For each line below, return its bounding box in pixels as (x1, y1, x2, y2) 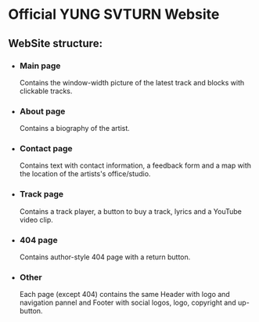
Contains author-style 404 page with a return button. (19, 252, 191, 262)
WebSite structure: (8, 37, 103, 50)
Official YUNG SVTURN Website (8, 5, 220, 24)
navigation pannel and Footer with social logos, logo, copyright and (19, 298, 236, 307)
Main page (19, 60, 61, 71)
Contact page (19, 143, 73, 154)
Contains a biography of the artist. (19, 124, 131, 133)
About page (19, 106, 66, 117)
